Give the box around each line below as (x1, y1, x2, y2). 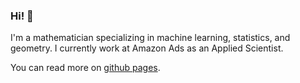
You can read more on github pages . (10, 62, 161, 74)
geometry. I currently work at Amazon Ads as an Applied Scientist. (10, 42, 284, 54)
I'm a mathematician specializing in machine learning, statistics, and (10, 32, 291, 44)
